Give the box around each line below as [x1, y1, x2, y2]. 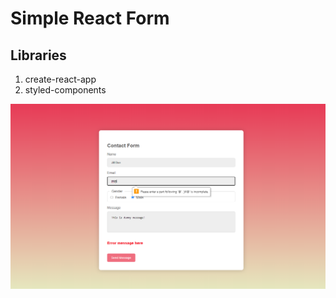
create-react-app [24, 73, 97, 85]
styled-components [24, 84, 107, 96]
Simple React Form [10, 7, 170, 30]
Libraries [10, 47, 67, 64]
